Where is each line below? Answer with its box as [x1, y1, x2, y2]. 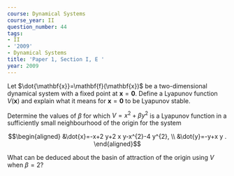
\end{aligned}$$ [93, 140, 142, 148]
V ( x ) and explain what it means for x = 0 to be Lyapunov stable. [7, 96, 191, 105]
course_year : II [7, 17, 54, 24]
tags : [7, 29, 23, 37]
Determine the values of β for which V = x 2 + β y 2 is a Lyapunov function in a [7, 110, 227, 120]
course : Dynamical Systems [7, 10, 86, 18]
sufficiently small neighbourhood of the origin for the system [7, 119, 182, 127]
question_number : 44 [7, 23, 68, 30]
